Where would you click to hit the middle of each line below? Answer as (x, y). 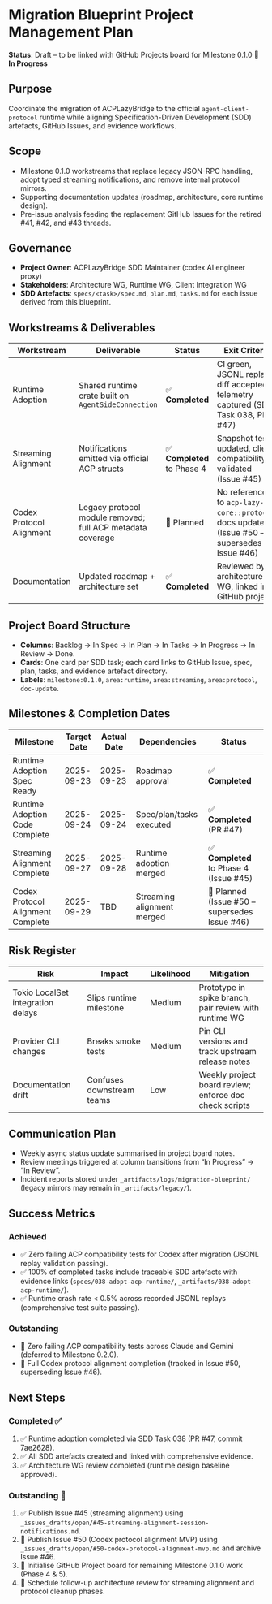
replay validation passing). (64, 1264)
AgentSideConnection (118, 405)
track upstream (227, 1051)
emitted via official (114, 459)
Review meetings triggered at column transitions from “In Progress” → (137, 1162)
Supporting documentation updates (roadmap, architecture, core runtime (142, 197)
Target (78, 737)
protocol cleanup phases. (62, 1591)
